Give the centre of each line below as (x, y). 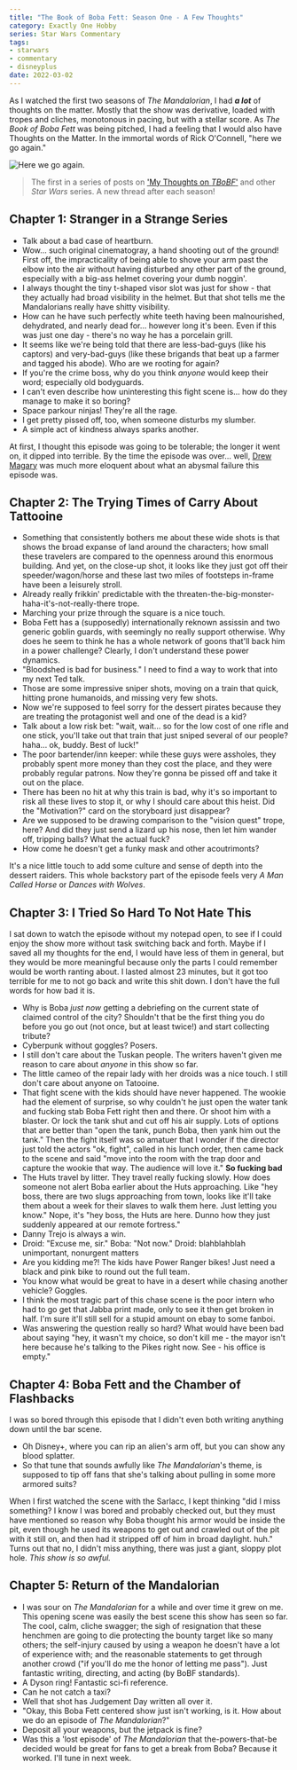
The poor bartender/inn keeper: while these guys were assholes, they (149, 754)
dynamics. (41, 660)
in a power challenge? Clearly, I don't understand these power (136, 651)
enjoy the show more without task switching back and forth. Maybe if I (137, 944)
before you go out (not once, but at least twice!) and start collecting (146, 1027)
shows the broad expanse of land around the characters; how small (145, 547)
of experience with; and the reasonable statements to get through (142, 1654)
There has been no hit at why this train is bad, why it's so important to (149, 792)
